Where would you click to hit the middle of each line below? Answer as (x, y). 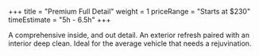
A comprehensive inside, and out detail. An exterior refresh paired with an (129, 35)
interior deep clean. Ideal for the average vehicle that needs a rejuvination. (130, 43)
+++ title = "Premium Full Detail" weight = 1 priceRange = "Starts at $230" (129, 11)
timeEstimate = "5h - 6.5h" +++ (60, 20)
